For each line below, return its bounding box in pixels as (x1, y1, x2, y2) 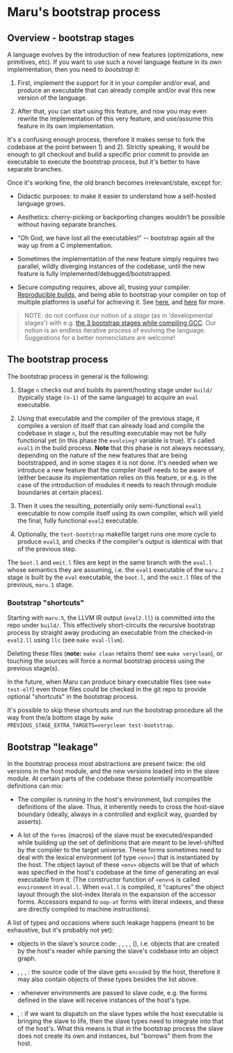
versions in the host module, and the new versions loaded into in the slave (7, 767, 220, 775)
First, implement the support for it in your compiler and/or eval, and (17, 79, 210, 87)
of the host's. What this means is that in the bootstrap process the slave (17, 1024, 224, 1032)
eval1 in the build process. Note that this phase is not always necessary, (17, 443, 225, 452)
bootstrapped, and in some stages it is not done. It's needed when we (17, 458, 218, 467)
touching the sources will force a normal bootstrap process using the (7, 656, 205, 666)
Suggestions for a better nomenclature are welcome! (24, 334, 176, 341)
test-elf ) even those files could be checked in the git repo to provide (7, 685, 207, 693)
